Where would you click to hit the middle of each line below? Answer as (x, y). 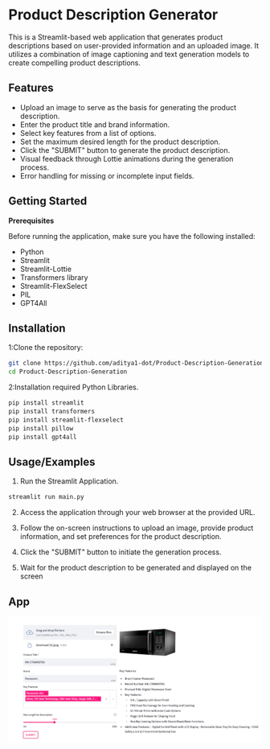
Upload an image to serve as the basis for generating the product (128, 107)
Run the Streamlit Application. (69, 481)
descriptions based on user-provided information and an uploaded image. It (134, 45)
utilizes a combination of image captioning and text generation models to (129, 54)
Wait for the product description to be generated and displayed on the (135, 568)
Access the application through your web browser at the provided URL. (137, 512)
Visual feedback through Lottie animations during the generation (127, 158)
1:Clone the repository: (46, 348)
